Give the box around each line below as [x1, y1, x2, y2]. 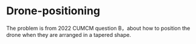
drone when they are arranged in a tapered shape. [6, 31, 131, 38]
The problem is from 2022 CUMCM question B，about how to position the [6, 24, 191, 32]
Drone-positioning [6, 4, 101, 18]
